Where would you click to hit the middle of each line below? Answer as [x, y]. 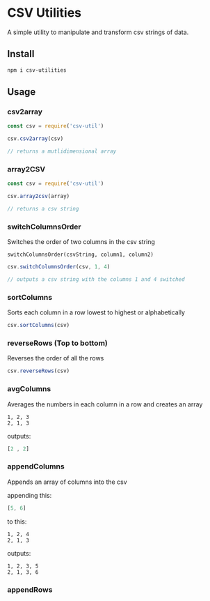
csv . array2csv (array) [39, 197]
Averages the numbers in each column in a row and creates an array [105, 404]
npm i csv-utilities [37, 70]
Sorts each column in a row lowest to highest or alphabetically [96, 312]
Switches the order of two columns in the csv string [81, 242]
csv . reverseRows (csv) [39, 371]
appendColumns [36, 466]
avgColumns [29, 389]
